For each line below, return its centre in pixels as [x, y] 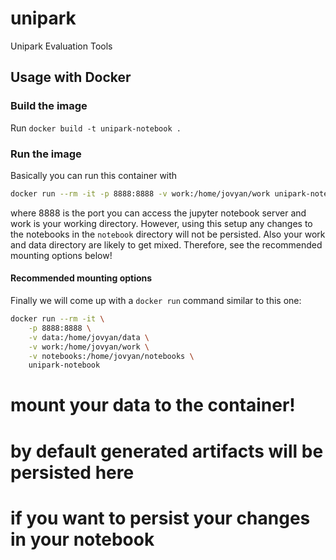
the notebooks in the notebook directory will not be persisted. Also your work [168, 234]
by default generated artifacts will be [167, 451]
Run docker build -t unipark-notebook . [96, 128]
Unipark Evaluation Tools [61, 46]
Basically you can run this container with [94, 175]
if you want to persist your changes [160, 518]
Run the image [46, 154]
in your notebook [82, 539]
